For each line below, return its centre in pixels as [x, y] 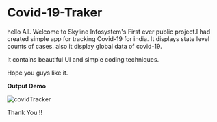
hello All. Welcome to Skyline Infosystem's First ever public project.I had [109, 32]
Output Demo [27, 86]
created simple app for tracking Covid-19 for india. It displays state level [108, 38]
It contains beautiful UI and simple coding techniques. [83, 59]
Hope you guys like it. [38, 73]
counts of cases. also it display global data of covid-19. [85, 46]
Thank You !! [25, 112]
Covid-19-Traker [55, 13]
